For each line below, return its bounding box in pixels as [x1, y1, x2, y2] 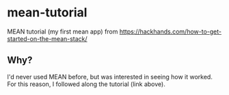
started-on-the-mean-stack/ [7, 34, 87, 42]
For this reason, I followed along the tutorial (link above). [7, 80, 165, 88]
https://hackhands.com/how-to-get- [119, 27, 222, 36]
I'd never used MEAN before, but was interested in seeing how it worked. [7, 72, 213, 81]
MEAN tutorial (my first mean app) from [7, 27, 118, 36]
